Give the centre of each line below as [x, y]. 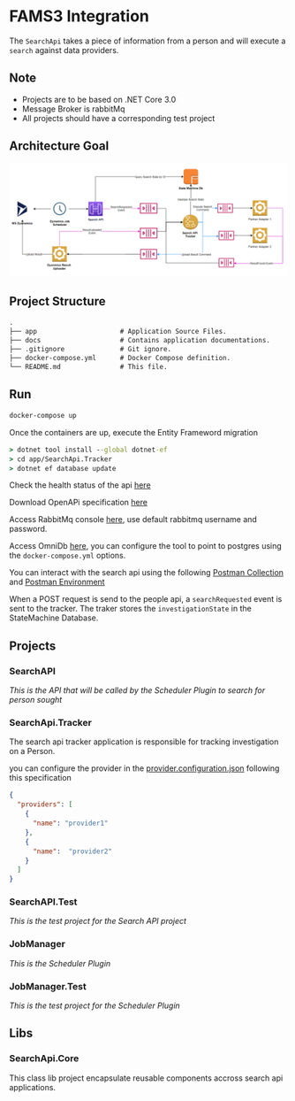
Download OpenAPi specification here [79, 503]
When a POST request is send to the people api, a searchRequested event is [146, 599]
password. [28, 529]
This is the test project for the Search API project [98, 921]
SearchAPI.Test [43, 902]
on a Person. [32, 751]
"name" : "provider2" [72, 851]
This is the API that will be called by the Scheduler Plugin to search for [137, 690]
